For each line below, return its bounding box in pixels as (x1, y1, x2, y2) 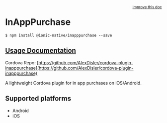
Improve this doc (132, 4, 162, 9)
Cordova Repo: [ (5, 59, 39, 66)
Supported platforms (5, 94, 71, 103)
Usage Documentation (5, 46, 76, 55)
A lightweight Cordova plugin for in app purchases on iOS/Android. (5, 80, 142, 86)
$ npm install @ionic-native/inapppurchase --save (5, 33, 112, 38)
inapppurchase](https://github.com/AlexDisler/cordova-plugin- (5, 65, 134, 71)
